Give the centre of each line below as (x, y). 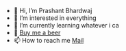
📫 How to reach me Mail (49, 40)
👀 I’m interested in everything (55, 18)
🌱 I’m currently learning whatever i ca (66, 25)
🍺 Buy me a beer (37, 32)
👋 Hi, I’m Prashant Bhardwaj (53, 11)
